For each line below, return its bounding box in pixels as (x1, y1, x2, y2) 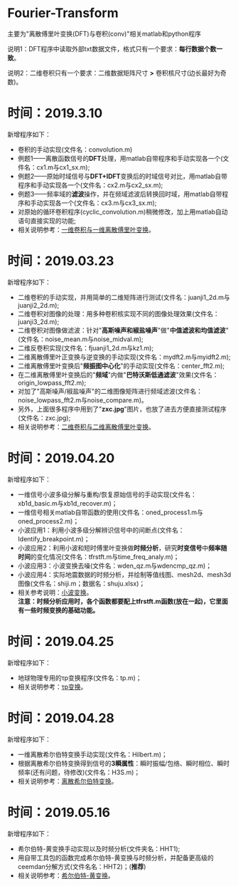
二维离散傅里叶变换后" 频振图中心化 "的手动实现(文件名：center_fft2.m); (17, 361, 225, 370)
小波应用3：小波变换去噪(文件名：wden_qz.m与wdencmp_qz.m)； (17, 561, 212, 570)
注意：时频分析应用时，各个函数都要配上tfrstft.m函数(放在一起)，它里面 (17, 597, 229, 605)
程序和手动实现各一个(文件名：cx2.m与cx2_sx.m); (17, 180, 163, 189)
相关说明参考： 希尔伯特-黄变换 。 (17, 871, 115, 880)
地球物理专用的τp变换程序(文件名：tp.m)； (17, 673, 142, 682)
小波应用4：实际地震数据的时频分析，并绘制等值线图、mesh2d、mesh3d (17, 570, 232, 578)
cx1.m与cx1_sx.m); (36, 162, 90, 172)
